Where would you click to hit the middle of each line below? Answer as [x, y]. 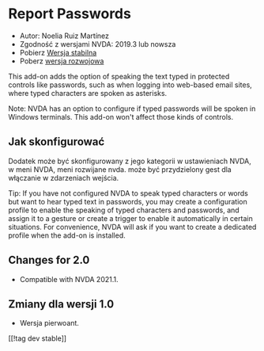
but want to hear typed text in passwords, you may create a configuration [128, 201]
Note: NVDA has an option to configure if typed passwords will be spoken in [132, 109]
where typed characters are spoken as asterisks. [88, 93]
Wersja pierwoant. [49, 323]
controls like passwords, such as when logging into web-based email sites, [130, 85]
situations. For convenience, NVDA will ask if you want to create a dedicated [132, 227]
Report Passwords [70, 14]
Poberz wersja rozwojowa [62, 61]
